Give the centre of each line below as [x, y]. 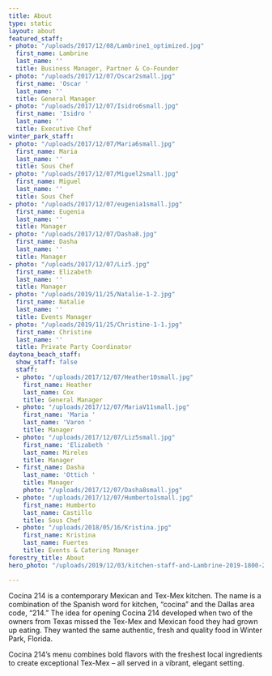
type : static [30, 23]
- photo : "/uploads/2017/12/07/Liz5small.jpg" [96, 437]
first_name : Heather [57, 385]
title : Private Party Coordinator [74, 347]
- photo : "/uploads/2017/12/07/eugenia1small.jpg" [96, 204]
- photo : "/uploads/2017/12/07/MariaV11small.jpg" [103, 407]
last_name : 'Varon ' [57, 423]
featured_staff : [36, 38]
